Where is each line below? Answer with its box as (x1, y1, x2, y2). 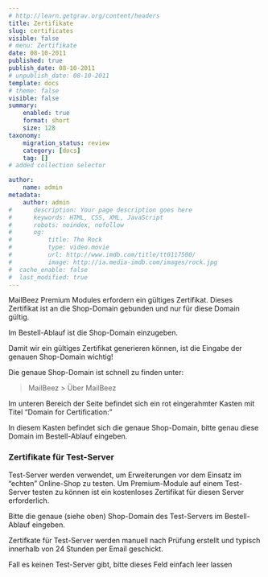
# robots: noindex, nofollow (8, 220, 125, 229)
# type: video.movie (8, 243, 110, 252)
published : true (8, 57, 63, 65)
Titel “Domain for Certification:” (8, 407, 113, 417)
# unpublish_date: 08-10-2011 (8, 72, 110, 80)
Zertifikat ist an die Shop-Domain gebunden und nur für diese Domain (8, 303, 240, 314)
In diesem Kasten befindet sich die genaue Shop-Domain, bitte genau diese (8, 423, 259, 433)
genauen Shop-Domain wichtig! (8, 352, 114, 362)
